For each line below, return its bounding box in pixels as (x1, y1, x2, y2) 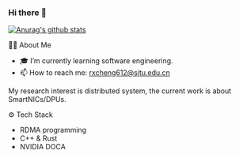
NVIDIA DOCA (19, 142, 66, 152)
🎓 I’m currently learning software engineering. (19, 56, 173, 66)
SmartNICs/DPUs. (8, 95, 67, 104)
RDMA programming (19, 126, 87, 135)
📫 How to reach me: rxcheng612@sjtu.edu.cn (19, 68, 170, 77)
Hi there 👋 (8, 7, 47, 18)
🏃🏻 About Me (8, 40, 51, 50)
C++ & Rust (19, 134, 58, 143)
